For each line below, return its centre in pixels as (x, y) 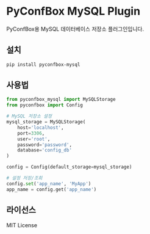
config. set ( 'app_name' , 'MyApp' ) (49, 184)
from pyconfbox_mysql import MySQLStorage (61, 100)
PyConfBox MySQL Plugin (73, 11)
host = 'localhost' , (41, 127)
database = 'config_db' (45, 150)
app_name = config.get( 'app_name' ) (52, 189)
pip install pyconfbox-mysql (43, 64)
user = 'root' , (34, 139)
